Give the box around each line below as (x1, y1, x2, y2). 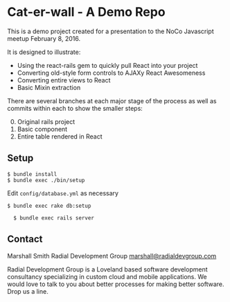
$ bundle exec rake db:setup (7, 202, 91, 209)
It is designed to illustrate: (7, 48, 81, 56)
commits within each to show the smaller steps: (7, 104, 143, 112)
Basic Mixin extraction (17, 83, 81, 91)
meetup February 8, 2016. (7, 34, 81, 42)
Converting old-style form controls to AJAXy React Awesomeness (17, 69, 206, 77)
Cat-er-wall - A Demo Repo (7, 4, 166, 20)
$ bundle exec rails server (13, 214, 95, 222)
